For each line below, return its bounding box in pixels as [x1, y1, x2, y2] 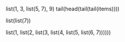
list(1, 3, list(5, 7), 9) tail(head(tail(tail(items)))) [5, 5, 120, 12]
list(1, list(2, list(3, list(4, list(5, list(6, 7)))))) [5, 29, 111, 36]
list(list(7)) [5, 17, 31, 24]
